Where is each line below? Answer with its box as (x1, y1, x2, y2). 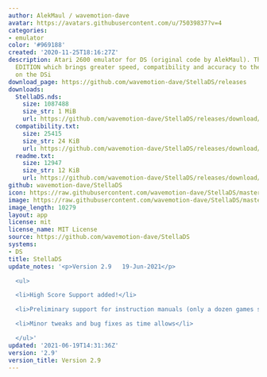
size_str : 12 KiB (22, 167, 80, 175)
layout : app (8, 211, 48, 219)
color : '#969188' (8, 41, 66, 49)
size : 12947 (22, 160, 62, 167)
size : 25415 (22, 129, 62, 137)
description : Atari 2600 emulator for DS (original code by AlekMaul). (8, 56, 250, 64)
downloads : (8, 85, 44, 94)
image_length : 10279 (8, 203, 77, 211)
